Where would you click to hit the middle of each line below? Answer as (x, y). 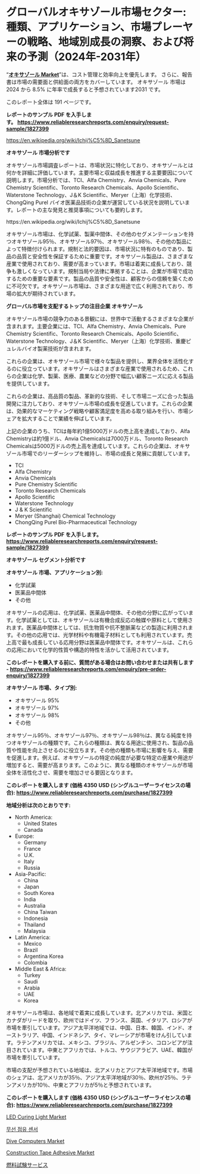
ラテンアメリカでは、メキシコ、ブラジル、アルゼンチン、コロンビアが (101, 1042)
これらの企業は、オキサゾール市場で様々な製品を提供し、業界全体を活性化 (97, 361)
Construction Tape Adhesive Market (50, 1153)
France (32, 849)
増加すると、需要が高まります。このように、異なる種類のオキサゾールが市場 (100, 765)
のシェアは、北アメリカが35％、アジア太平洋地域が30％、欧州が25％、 (94, 1077)
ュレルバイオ (22, 348)
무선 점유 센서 (22, 1129)
